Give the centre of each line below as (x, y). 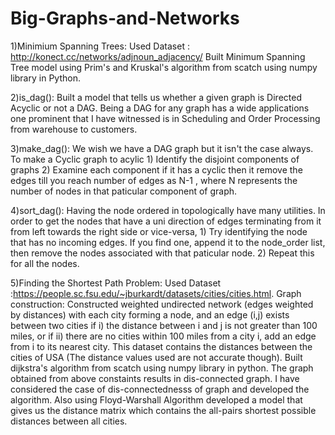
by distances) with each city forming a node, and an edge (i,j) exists (150, 314)
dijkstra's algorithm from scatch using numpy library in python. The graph (162, 368)
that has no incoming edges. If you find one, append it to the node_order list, (168, 242)
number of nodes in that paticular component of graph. (124, 191)
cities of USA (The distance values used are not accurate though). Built (156, 357)
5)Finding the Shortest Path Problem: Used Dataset (116, 283)
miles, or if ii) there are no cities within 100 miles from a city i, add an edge (163, 336)
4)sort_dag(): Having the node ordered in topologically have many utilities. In (168, 210)
